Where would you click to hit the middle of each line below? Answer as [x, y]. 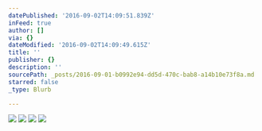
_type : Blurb [30, 89]
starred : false [33, 82]
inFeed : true [30, 23]
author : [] [26, 30]
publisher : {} [32, 60]
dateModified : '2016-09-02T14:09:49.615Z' [80, 45]
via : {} [21, 38]
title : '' [25, 52]
